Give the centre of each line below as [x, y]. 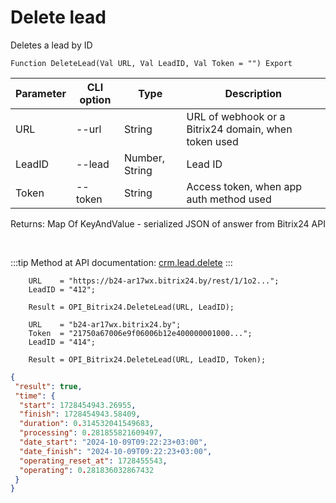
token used [212, 141]
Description [253, 93]
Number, [144, 158]
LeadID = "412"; [62, 289]
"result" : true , [48, 386]
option [95, 99]
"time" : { [35, 396]
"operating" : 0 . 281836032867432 [87, 470]
